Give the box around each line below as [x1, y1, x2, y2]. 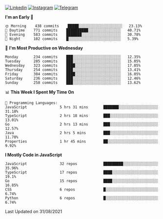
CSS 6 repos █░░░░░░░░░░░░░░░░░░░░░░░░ [5, 187, 159, 192]
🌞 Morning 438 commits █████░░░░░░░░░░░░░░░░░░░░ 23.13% [5, 24, 143, 28]
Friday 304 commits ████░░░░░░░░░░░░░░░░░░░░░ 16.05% [5, 72, 141, 76]
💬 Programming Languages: [5, 100, 58, 105]
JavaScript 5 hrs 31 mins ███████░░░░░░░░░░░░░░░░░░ [5, 105, 159, 110]
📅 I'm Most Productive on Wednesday [5, 45, 83, 51]
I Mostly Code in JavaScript [5, 152, 62, 158]
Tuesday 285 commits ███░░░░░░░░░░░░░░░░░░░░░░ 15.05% [5, 59, 141, 64]
